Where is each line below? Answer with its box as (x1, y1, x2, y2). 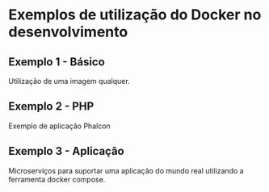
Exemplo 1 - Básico (8, 55, 105, 69)
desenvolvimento (8, 23, 128, 41)
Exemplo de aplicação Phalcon (8, 121, 111, 131)
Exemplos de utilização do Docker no (8, 6, 262, 24)
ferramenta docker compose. (8, 174, 106, 184)
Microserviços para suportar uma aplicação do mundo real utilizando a (8, 165, 244, 175)
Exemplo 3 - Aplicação (8, 144, 124, 158)
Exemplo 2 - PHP (8, 99, 95, 114)
